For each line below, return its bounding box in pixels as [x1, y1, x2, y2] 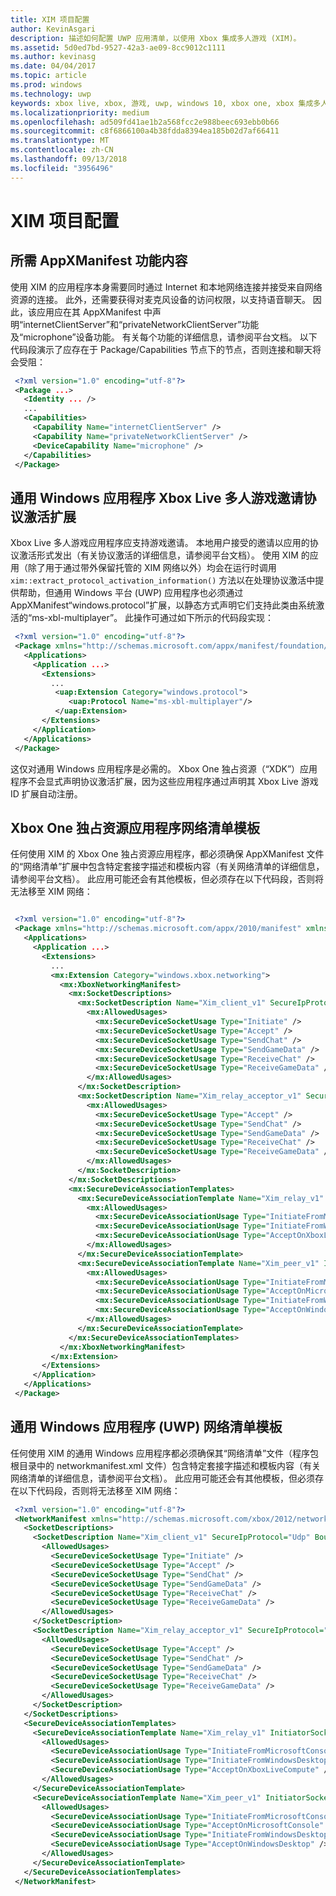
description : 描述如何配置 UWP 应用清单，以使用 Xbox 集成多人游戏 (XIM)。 [10, 33, 302, 43]
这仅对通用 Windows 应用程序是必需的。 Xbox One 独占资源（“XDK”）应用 [10, 762, 318, 775]
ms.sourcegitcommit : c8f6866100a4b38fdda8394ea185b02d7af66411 [10, 126, 280, 136]
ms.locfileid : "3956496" [10, 163, 114, 173]
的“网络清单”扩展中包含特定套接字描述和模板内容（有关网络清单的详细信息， [10, 861, 325, 873]
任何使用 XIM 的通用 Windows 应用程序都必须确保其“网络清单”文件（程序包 [10, 1447, 320, 1459]
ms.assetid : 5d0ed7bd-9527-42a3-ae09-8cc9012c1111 [10, 42, 226, 53]
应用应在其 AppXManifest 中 [36, 306, 153, 318]
